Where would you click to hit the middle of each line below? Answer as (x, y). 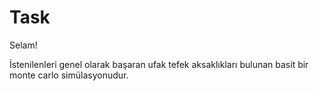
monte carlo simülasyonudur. (69, 75)
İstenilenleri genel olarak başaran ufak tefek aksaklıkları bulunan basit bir (159, 64)
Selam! (23, 45)
